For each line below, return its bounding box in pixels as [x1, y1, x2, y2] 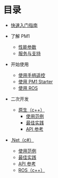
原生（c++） [18, 107, 45, 113]
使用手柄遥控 [18, 72, 45, 78]
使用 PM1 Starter [18, 78, 53, 85]
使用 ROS [18, 85, 38, 91]
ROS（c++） [18, 167, 45, 173]
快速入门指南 [10, 22, 38, 28]
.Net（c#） [10, 136, 34, 143]
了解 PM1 [10, 33, 30, 39]
